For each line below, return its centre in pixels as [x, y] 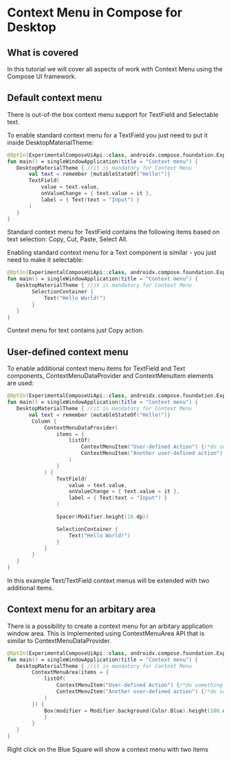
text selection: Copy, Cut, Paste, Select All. [68, 239]
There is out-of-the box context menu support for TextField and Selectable [113, 114]
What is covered [43, 53]
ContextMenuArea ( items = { [70, 672]
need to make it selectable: [45, 260]
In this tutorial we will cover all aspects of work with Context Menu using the [115, 69]
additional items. [30, 588]
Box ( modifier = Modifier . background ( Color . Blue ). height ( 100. [133, 711]
